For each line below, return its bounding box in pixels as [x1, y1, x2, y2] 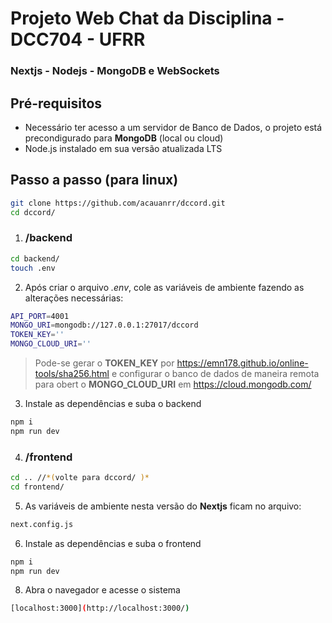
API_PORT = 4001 [10, 311, 70, 321]
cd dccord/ [10, 207, 56, 217]
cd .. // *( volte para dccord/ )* [10, 473, 150, 483]
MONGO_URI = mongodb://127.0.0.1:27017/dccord [10, 320, 199, 331]
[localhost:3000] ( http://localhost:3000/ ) [10, 603, 190, 614]
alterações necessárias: [24, 292, 124, 304]
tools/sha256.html [34, 368, 110, 380]
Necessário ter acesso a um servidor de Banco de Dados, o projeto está [24, 121, 323, 133]
